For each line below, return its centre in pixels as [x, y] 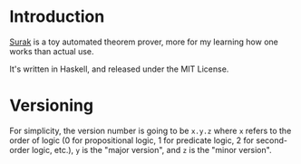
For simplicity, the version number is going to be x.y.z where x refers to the [150, 130]
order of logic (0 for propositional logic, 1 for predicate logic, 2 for [132, 140]
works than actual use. [52, 51]
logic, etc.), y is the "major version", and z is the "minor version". [151, 150]
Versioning [51, 106]
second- [272, 140]
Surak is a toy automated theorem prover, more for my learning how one [144, 42]
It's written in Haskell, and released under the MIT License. [119, 69]
